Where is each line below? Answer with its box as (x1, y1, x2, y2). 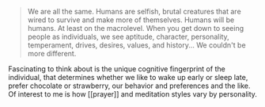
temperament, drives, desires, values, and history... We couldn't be (27, 40, 247, 50)
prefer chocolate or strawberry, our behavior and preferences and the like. (8, 81, 251, 90)
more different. (27, 49, 77, 58)
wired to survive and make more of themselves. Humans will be (27, 15, 235, 25)
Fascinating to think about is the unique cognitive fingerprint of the (8, 64, 225, 74)
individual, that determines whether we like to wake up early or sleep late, (8, 73, 248, 82)
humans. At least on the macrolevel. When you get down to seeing (27, 24, 244, 32)
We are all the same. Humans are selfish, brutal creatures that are (27, 7, 241, 16)
